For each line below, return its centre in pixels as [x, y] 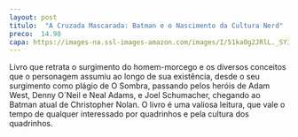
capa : [19, 42]
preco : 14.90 [35, 34]
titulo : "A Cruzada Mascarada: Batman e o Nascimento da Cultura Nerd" [146, 26]
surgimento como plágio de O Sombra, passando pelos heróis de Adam [140, 86]
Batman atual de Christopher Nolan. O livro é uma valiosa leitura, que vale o [147, 105]
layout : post [33, 17]
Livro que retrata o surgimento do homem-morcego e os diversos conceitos [148, 67]
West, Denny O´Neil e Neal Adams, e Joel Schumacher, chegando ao [135, 95]
